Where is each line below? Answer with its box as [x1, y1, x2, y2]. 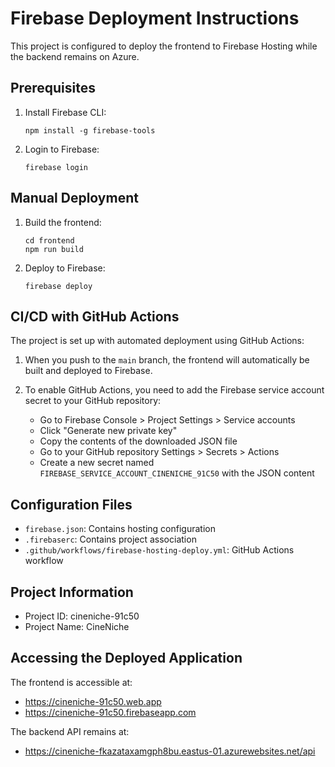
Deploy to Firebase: [24, 262, 106, 274]
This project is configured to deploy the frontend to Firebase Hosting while [10, 40, 318, 52]
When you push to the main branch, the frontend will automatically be [24, 354, 310, 366]
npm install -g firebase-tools [24, 125, 156, 136]
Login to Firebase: [24, 143, 100, 155]
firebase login [24, 162, 89, 172]
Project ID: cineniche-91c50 [24, 610, 140, 622]
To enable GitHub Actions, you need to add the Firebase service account [24, 384, 325, 396]
